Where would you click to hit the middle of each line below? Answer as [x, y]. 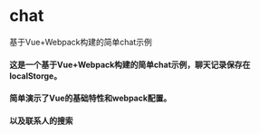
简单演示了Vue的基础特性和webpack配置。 [91, 98]
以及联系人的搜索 [41, 120]
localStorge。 [35, 76]
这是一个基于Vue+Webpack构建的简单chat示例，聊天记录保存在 [130, 64]
